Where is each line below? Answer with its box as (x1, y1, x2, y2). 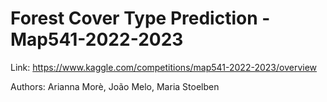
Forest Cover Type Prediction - (10, 7, 271, 30)
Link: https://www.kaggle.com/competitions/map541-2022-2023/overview (10, 61, 318, 73)
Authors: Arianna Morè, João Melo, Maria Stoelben (10, 80, 220, 92)
